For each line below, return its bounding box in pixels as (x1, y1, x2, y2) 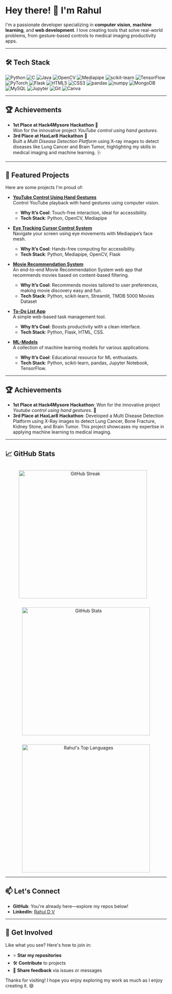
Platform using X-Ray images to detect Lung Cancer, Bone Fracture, (12, 418, 156, 424)
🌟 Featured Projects (5, 171, 70, 179)
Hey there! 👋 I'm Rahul (5, 5, 102, 16)
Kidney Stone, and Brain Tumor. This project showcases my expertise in (12, 424, 165, 430)
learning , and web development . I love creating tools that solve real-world (5, 27, 163, 33)
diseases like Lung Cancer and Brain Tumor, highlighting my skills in (12, 143, 156, 150)
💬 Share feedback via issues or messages (12, 967, 102, 973)
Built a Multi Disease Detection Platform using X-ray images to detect (12, 138, 159, 144)
